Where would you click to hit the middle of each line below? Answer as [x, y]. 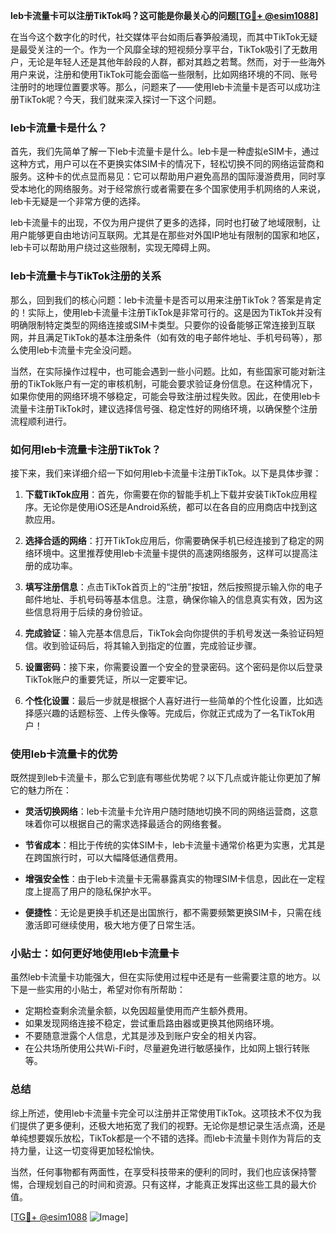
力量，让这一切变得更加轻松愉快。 [89, 1150]
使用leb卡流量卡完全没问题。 [78, 350]
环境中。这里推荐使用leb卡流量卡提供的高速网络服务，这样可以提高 [171, 553]
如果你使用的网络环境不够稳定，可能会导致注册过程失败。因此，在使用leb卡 [166, 396]
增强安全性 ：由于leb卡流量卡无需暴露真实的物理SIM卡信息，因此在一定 [170, 879]
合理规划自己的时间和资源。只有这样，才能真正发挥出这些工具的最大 [167, 1184]
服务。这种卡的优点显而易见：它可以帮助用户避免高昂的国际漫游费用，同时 [163, 176]
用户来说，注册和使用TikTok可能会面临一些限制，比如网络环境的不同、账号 [164, 74]
